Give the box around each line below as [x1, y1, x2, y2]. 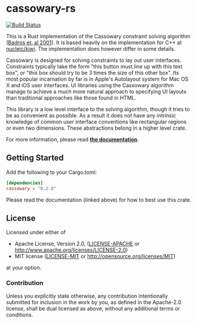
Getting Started [6, 153, 64, 163]
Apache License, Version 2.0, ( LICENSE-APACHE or [14, 240, 140, 248]
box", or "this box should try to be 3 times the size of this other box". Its [6, 69, 179, 76]
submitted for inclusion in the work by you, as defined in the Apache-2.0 [6, 298, 181, 305]
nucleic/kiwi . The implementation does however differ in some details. [6, 45, 176, 52]
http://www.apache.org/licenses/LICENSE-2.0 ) [14, 246, 128, 253]
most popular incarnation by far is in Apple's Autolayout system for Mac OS [6, 75, 189, 83]
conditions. [6, 311, 34, 318]
